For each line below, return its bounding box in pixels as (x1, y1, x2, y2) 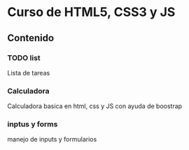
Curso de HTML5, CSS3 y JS (7, 4, 176, 20)
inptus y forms (7, 119, 58, 129)
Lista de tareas (7, 68, 50, 77)
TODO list (7, 53, 41, 63)
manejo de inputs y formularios (7, 135, 97, 144)
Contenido (7, 32, 55, 44)
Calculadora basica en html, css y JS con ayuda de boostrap (7, 102, 183, 110)
